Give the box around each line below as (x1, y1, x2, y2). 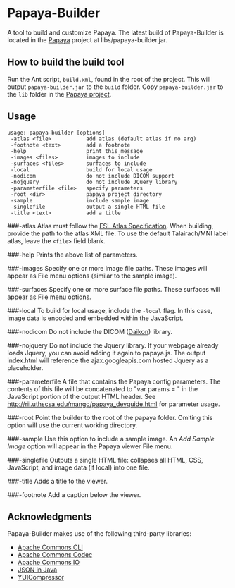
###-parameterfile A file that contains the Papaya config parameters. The (7, 377, 221, 386)
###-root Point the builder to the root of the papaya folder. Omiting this (7, 413, 213, 422)
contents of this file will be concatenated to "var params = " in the (7, 384, 198, 393)
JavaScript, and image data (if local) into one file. (7, 463, 150, 472)
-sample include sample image (10, 197, 150, 204)
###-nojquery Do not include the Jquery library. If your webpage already (7, 341, 219, 350)
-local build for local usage (10, 166, 153, 173)
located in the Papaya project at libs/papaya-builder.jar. (7, 35, 168, 44)
